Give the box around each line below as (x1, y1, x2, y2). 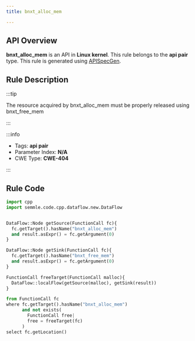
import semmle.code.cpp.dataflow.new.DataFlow (6, 204, 123, 210)
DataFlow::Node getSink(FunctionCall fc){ (6, 247, 112, 254)
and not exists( (21, 307, 62, 313)
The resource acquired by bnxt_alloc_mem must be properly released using (6, 101, 190, 109)
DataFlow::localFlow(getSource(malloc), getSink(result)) (11, 280, 157, 286)
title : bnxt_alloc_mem (6, 8, 62, 15)
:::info (6, 131, 20, 138)
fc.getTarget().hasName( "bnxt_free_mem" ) (11, 253, 115, 259)
